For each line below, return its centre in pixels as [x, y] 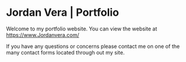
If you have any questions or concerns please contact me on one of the [93, 46]
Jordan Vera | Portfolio [63, 13]
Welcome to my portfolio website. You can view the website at [82, 29]
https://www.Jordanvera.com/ [43, 35]
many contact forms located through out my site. [66, 52]
